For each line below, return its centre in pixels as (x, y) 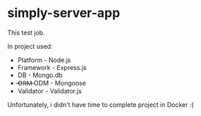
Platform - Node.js (44, 60)
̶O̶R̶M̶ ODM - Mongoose (52, 83)
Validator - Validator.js (50, 91)
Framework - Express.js (52, 67)
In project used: (30, 46)
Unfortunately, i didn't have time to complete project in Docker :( (100, 105)
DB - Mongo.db (40, 75)
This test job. (26, 33)
